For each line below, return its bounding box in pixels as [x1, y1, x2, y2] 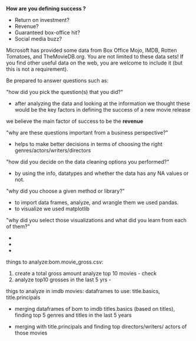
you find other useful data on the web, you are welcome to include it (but [6, 59, 183, 66]
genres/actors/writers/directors [14, 147, 91, 154]
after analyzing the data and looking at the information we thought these [14, 100, 190, 107]
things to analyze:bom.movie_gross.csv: [6, 258, 104, 265]
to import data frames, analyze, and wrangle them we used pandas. [14, 199, 179, 206]
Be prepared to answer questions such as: [6, 77, 109, 84]
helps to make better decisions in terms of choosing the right [14, 141, 163, 147]
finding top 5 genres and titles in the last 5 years [14, 311, 132, 319]
